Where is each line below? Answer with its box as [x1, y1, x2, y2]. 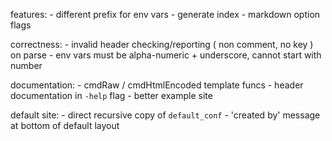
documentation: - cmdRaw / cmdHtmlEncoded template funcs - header [10, 79, 304, 91]
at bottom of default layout [10, 120, 120, 131]
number [10, 60, 43, 71]
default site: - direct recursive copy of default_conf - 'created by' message [10, 109, 321, 121]
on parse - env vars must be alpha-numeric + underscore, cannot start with [10, 49, 322, 61]
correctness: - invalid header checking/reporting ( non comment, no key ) [10, 39, 314, 50]
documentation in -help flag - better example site [10, 90, 213, 101]
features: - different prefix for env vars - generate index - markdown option [10, 9, 321, 20]
